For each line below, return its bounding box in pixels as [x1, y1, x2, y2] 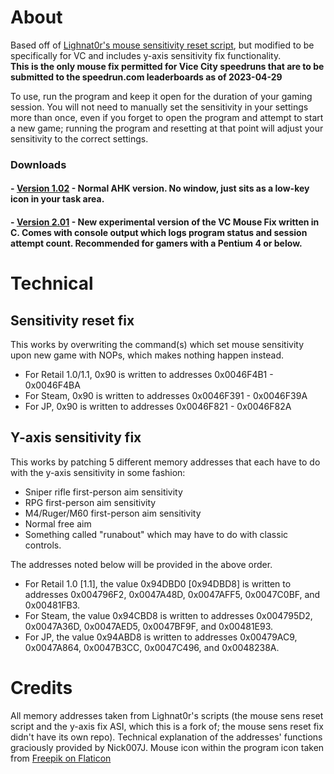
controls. [24, 539, 62, 551]
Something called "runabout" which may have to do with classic [24, 528, 289, 540]
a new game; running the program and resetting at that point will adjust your [10, 122, 324, 134]
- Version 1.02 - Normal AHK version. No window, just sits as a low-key [10, 182, 310, 195]
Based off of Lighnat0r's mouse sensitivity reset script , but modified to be [10, 39, 315, 51]
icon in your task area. [10, 193, 105, 205]
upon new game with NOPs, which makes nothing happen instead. [10, 349, 284, 361]
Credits [10, 677, 73, 700]
